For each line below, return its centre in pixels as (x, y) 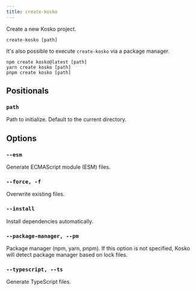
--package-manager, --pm (43, 236)
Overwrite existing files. (35, 194)
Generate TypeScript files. (38, 282)
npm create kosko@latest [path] (47, 62)
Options (22, 138)
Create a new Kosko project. (41, 29)
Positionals (28, 91)
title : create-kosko (32, 12)
